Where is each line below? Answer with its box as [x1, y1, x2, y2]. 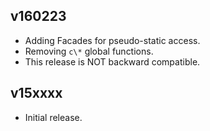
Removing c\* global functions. [24, 45, 154, 57]
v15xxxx [10, 85, 63, 102]
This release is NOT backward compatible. [24, 55, 201, 68]
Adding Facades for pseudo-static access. [24, 34, 201, 46]
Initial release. [24, 111, 83, 123]
